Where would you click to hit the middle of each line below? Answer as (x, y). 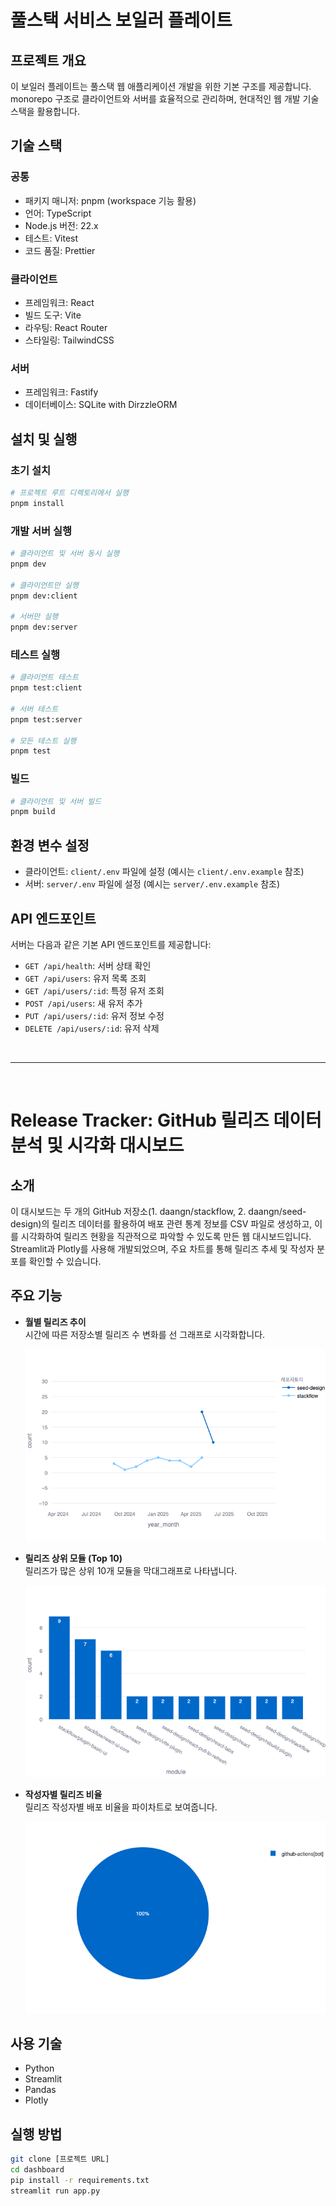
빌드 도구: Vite (53, 315)
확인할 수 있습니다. (65, 1261)
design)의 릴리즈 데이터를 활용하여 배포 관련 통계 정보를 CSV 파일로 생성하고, (161, 1223)
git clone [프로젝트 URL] (60, 2159)
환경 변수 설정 (50, 845)
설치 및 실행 (44, 439)
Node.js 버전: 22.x (61, 225)
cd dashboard (37, 2170)
